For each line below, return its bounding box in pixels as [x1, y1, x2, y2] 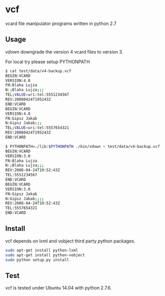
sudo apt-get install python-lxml [5, 248, 79, 253]
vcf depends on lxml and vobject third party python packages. [5, 238, 136, 244]
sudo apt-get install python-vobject [5, 252, 85, 258]
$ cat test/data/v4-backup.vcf [5, 68, 72, 73]
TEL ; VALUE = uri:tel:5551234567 [5, 92, 70, 97]
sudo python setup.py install [5, 257, 70, 262]
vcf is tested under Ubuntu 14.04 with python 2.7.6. [5, 285, 112, 291]
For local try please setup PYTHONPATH [5, 59, 90, 65]
